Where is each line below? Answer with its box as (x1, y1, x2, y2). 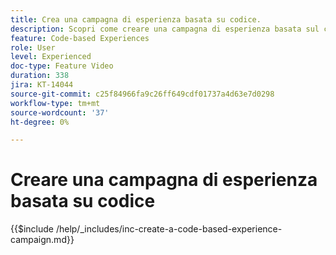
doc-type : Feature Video (10, 61, 114, 71)
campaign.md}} (10, 234, 75, 246)
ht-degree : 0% (10, 117, 70, 127)
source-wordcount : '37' (10, 107, 110, 118)
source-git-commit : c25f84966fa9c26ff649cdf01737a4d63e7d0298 (10, 89, 275, 99)
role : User (10, 42, 56, 53)
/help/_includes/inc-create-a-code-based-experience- (55, 223, 283, 235)
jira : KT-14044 (10, 80, 74, 90)
